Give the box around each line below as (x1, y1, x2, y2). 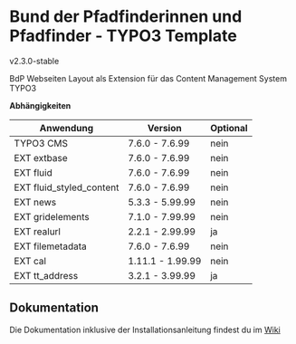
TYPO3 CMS (14, 137, 69, 149)
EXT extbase (14, 151, 68, 164)
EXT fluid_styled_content (14, 181, 119, 194)
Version (148, 121, 183, 134)
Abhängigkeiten (9, 100, 72, 110)
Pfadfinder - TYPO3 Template (9, 25, 237, 46)
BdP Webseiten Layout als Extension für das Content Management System (9, 72, 288, 83)
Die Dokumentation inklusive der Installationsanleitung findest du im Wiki (9, 324, 281, 335)
